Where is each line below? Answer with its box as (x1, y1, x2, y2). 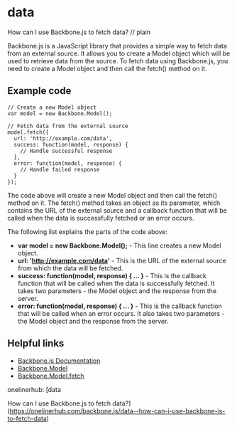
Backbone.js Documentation (17, 356, 101, 365)
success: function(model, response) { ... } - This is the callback (17, 271, 207, 280)
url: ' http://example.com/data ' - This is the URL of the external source (17, 256, 226, 265)
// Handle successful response (20, 147, 113, 154)
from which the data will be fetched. (17, 264, 123, 272)
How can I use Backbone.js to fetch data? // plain (7, 28, 151, 36)
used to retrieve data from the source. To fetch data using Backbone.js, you (7, 56, 228, 65)
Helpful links (7, 337, 65, 349)
